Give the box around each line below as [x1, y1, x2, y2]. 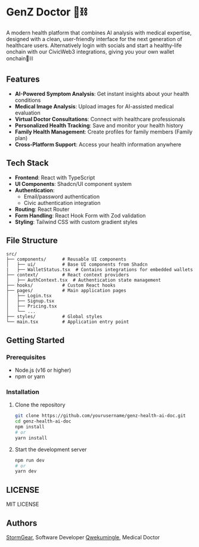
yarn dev [14, 468, 37, 474]
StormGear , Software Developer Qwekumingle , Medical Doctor [6, 533, 160, 540]
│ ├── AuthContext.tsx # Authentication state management [6, 277, 161, 284]
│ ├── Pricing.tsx [6, 303, 58, 309]
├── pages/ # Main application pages [6, 288, 127, 294]
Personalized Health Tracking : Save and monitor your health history [14, 122, 184, 129]
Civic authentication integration [23, 199, 101, 206]
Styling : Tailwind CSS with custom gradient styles [14, 218, 138, 225]
